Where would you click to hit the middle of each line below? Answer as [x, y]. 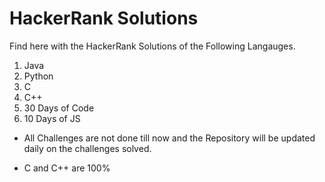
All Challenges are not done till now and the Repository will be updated [169, 138]
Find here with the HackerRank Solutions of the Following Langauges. [152, 46]
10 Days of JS [52, 118]
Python [38, 76]
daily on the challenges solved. [87, 148]
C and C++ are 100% [67, 168]
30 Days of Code [59, 108]
